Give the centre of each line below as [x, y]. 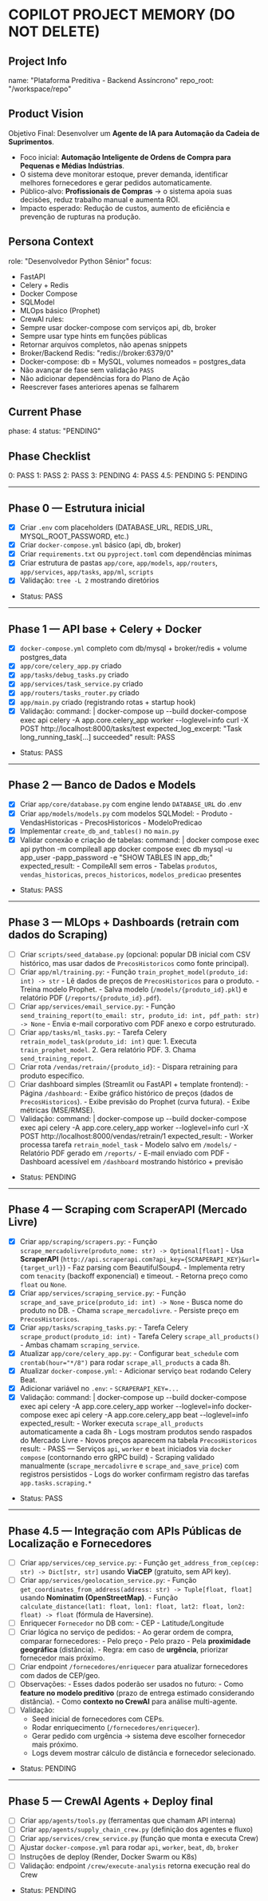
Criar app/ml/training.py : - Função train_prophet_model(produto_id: [134, 972]
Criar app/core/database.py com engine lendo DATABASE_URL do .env [130, 804]
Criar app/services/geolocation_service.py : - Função [108, 1581]
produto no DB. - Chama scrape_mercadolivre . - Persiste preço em [129, 1310]
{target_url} [41, 1268]
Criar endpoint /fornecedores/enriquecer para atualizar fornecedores [134, 1667]
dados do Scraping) [58, 935]
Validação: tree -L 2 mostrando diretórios [89, 580]
